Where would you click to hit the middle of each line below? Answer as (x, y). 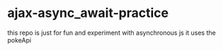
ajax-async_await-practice (88, 13)
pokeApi (19, 40)
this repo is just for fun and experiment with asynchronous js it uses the (111, 33)
